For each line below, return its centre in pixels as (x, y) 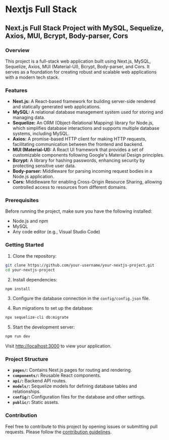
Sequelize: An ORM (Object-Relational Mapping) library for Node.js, (83, 123)
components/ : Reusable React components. (57, 375)
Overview (17, 50)
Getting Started (24, 245)
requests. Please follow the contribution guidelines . (59, 432)
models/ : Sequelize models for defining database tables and (75, 386)
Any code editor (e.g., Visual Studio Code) (56, 232)
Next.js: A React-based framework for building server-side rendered (84, 102)
